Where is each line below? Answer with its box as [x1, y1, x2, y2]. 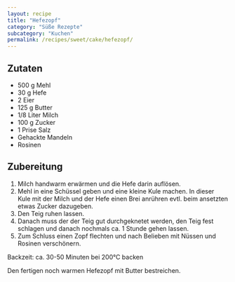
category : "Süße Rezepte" [7, 23, 83, 30]
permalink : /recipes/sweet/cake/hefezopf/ [7, 36, 133, 43]
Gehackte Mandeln [17, 133, 72, 141]
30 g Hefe [17, 88, 47, 97]
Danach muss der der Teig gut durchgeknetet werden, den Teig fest [17, 217, 214, 225]
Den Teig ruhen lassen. [17, 209, 84, 217]
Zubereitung [7, 161, 63, 173]
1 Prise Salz [17, 126, 51, 134]
